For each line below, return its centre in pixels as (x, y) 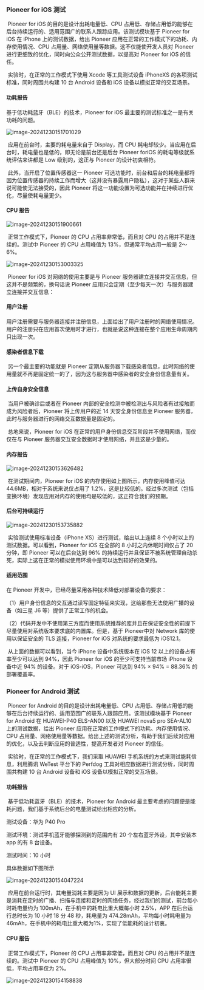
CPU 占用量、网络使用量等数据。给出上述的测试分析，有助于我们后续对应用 (100, 736)
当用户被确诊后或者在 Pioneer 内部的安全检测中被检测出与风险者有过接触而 (101, 404)
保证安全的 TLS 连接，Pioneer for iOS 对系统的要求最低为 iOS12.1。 (100, 638)
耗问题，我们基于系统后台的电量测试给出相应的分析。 (73, 809)
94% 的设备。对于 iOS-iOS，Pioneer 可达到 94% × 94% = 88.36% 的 (110, 666)
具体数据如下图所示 (30, 868)
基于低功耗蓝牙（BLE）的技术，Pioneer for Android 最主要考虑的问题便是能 (102, 801)
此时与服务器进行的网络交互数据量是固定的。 (62, 419)
